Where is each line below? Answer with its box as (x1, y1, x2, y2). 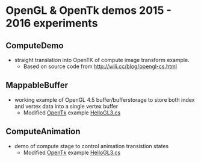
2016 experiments (5, 16, 98, 30)
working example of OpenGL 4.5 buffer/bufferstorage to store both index (14, 96, 195, 103)
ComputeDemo (5, 40, 64, 51)
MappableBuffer (5, 80, 69, 90)
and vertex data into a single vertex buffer (14, 102, 119, 110)
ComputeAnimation (5, 126, 81, 137)
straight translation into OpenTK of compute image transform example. (14, 57, 190, 63)
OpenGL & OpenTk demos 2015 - (5, 4, 172, 17)
